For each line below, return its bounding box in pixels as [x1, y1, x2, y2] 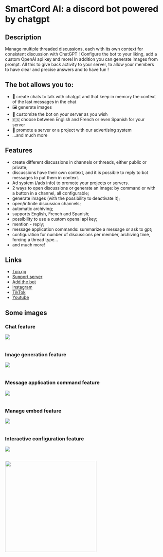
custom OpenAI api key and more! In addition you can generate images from [5, 56, 158, 62]
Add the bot [12, 279, 36, 285]
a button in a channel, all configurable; [12, 190, 89, 196]
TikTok [12, 289, 26, 295]
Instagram [12, 284, 33, 290]
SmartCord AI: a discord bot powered [5, 3, 159, 15]
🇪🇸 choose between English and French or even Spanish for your [12, 116, 145, 122]
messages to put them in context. [12, 174, 79, 180]
